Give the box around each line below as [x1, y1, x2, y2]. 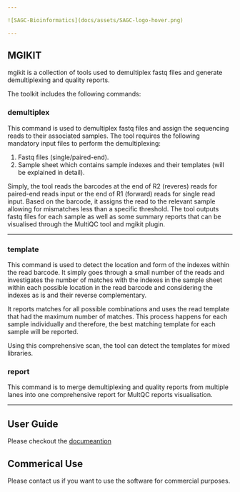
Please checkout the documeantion [7, 437, 112, 446]
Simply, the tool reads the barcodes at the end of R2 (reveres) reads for [7, 181, 218, 190]
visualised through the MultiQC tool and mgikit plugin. [7, 219, 166, 229]
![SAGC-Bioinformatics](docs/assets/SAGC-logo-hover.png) [7, 16, 184, 24]
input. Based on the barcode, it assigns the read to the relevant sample [7, 197, 216, 206]
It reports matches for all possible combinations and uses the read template [7, 305, 230, 313]
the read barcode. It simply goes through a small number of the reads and [7, 268, 225, 277]
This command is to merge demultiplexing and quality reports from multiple [7, 383, 229, 391]
